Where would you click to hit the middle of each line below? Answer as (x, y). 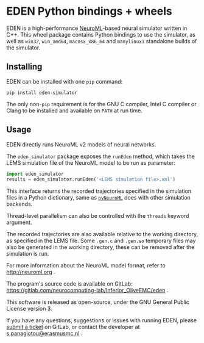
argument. (19, 222)
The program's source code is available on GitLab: (69, 284)
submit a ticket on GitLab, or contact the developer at (73, 327)
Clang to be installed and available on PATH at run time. (75, 110)
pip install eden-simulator (42, 93)
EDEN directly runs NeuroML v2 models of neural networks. (81, 144)
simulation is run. (28, 254)
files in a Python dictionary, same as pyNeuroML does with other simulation (98, 198)
